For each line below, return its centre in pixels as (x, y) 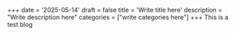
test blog (20, 24)
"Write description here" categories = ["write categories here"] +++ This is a (118, 17)
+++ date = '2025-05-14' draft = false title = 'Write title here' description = (115, 10)
